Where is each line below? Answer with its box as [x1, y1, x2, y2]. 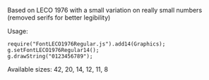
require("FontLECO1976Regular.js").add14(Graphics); [7, 41, 166, 48]
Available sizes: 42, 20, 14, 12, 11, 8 [7, 65, 108, 73]
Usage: [7, 27, 28, 35]
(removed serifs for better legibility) [7, 13, 111, 22]
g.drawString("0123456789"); [7, 53, 93, 60]
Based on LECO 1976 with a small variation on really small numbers [7, 6, 203, 14]
